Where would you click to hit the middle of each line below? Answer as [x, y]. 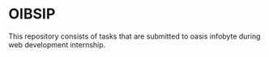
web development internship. [57, 44]
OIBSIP [32, 14]
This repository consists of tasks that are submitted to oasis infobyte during [134, 36]
